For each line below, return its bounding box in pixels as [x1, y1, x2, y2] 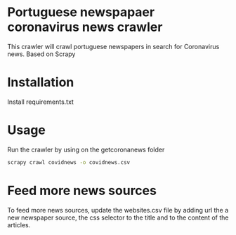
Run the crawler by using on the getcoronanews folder [7, 145, 165, 154]
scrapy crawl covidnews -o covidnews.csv [7, 159, 131, 166]
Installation [7, 74, 74, 90]
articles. [7, 220, 31, 229]
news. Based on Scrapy [7, 50, 76, 58]
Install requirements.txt [7, 98, 74, 106]
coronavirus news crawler [7, 19, 163, 35]
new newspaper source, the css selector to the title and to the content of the [7, 213, 229, 222]
